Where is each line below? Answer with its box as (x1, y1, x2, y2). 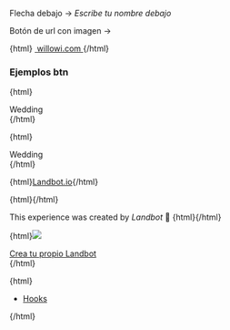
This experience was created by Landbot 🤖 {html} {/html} (9, 211, 222, 222)
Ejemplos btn (9, 66, 69, 78)
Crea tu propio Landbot (9, 248, 97, 259)
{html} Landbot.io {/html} (9, 177, 98, 188)
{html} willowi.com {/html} (9, 43, 110, 54)
